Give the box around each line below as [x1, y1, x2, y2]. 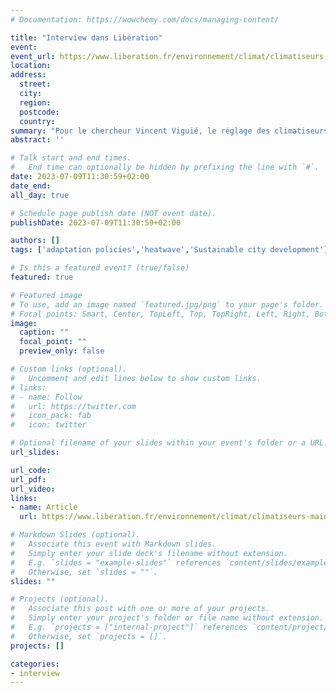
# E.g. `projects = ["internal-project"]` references [10, 622, 248, 632]
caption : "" [19, 327, 70, 338]
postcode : [19, 107, 60, 117]
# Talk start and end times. [10, 153, 132, 163]
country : [19, 116, 56, 126]
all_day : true [10, 190, 70, 200]
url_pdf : [10, 474, 47, 485]
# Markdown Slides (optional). [10, 530, 141, 540]
